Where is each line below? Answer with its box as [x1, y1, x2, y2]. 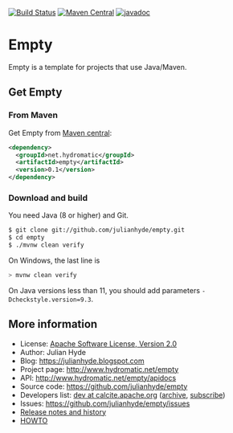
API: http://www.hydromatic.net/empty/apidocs [19, 373, 177, 382]
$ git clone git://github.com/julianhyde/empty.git [8, 226, 185, 235]
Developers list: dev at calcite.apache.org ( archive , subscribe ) [19, 390, 226, 399]
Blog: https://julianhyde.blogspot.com [19, 356, 145, 366]
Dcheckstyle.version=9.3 [8, 296, 92, 304]
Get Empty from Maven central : [8, 128, 112, 137]
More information [8, 317, 98, 331]
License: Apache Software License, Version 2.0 [19, 338, 178, 349]
